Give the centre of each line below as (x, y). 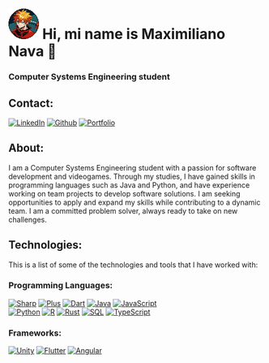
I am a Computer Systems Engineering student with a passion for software (132, 167)
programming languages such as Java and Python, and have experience (129, 185)
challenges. (28, 219)
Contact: (31, 103)
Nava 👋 (32, 52)
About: (26, 148)
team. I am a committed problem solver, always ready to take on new (123, 210)
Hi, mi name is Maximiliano (133, 35)
